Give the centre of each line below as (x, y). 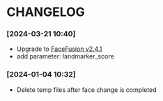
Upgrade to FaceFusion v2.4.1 (59, 49)
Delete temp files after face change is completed (87, 90)
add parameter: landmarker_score (65, 56)
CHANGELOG (46, 12)
